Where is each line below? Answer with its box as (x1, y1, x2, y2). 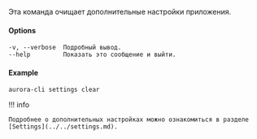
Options (8, 25, 37, 35)
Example (8, 67, 39, 77)
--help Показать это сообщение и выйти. (8, 50, 176, 59)
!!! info (8, 100, 30, 110)
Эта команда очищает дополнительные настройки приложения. (8, 7, 232, 16)
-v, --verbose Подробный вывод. (8, 44, 122, 52)
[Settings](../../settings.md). (8, 123, 118, 131)
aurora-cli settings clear (8, 85, 100, 94)
